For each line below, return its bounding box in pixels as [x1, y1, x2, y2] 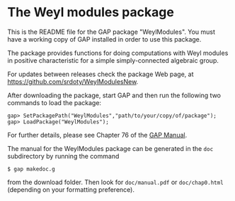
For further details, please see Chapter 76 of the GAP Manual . [7, 130, 188, 139]
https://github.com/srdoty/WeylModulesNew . [7, 77, 139, 85]
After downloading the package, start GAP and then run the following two [7, 91, 222, 99]
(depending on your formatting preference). [7, 185, 134, 194]
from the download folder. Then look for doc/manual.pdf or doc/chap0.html [7, 178, 224, 186]
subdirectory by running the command [7, 152, 120, 160]
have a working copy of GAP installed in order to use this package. [7, 35, 202, 43]
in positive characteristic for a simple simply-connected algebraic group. [7, 56, 219, 64]
